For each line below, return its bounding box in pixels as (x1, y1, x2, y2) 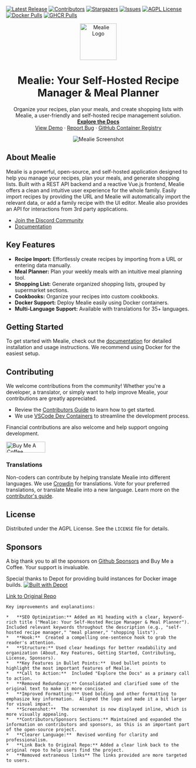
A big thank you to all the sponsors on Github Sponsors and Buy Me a (6, 557, 174, 564)
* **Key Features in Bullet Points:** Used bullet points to (6, 660, 166, 666)
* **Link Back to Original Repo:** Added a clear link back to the (6, 742, 180, 748)
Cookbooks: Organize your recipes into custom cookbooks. (14, 292, 159, 299)
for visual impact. (6, 701, 54, 707)
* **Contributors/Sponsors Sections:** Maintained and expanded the (6, 717, 182, 722)
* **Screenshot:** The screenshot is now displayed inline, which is (6, 707, 187, 712)
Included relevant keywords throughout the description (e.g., (6, 625, 164, 631)
